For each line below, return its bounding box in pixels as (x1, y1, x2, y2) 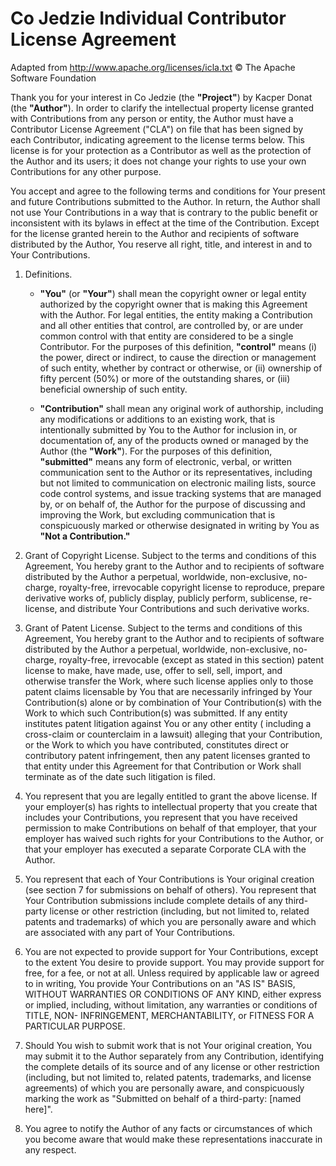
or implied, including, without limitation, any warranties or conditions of (24, 998, 318, 1011)
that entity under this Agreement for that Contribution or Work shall (24, 760, 302, 772)
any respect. (24, 1143, 77, 1156)
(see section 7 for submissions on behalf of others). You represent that (24, 883, 317, 896)
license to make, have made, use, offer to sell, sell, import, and (24, 664, 283, 676)
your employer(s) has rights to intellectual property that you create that (24, 800, 318, 812)
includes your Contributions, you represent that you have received (24, 811, 298, 823)
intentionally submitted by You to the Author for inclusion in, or (39, 423, 298, 436)
